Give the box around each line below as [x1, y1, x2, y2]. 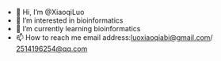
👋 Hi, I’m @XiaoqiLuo [15, 8, 85, 16]
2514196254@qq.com [15, 44, 88, 53]
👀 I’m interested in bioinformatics [15, 16, 124, 25]
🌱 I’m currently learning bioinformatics [15, 24, 141, 33]
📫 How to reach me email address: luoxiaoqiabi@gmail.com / [15, 33, 213, 42]
